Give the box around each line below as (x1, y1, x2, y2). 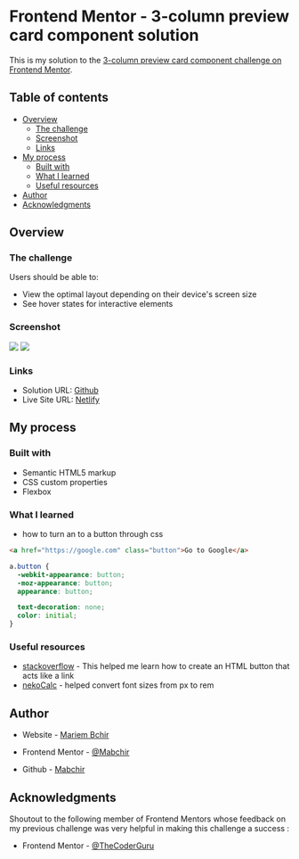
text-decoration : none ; (17, 603, 105, 612)
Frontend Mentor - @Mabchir (21, 747, 130, 757)
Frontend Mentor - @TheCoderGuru (21, 840, 155, 851)
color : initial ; (17, 611, 77, 621)
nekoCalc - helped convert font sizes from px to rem (21, 680, 214, 690)
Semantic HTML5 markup (21, 467, 117, 478)
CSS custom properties (21, 476, 109, 487)
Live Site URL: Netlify (21, 394, 101, 405)
